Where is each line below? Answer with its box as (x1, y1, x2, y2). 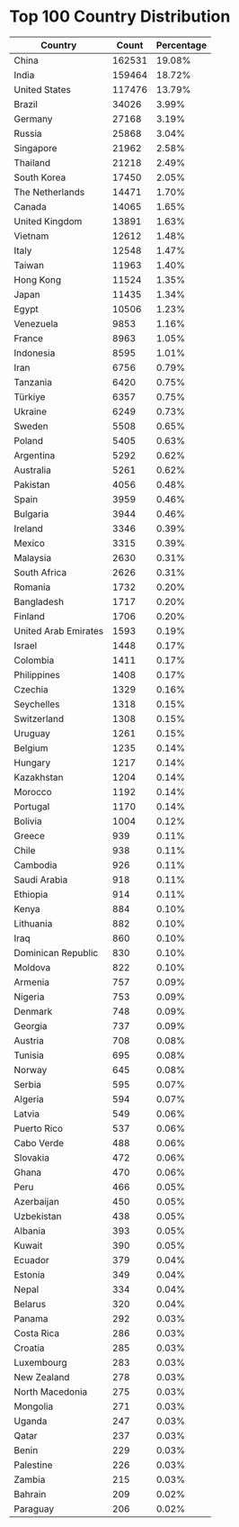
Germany (13, 113, 53, 125)
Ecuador (13, 1253, 49, 1266)
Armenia (13, 975, 49, 988)
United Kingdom (13, 214, 83, 227)
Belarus (13, 1297, 47, 1310)
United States (13, 83, 72, 95)
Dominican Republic (13, 946, 99, 959)
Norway (13, 1063, 48, 1076)
